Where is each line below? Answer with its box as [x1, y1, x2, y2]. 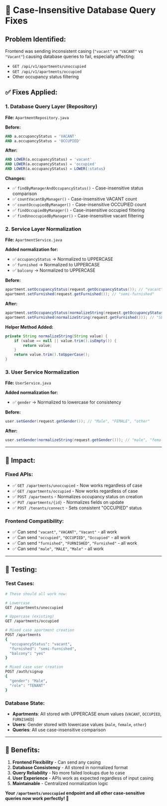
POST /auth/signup [5, 669, 43, 674]
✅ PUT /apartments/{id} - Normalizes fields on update [12, 499, 124, 505]
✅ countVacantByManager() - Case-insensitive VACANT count [12, 196, 137, 202]
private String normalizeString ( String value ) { [5, 334, 108, 339]
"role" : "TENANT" [9, 683, 46, 688]
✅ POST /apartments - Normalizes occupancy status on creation [12, 493, 143, 499]
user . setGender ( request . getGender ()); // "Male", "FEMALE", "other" [5, 419, 150, 424]
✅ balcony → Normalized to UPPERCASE [12, 267, 95, 273]
